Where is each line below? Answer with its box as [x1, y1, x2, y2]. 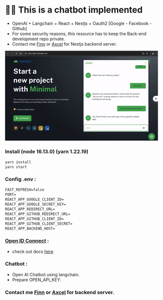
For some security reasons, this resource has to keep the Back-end [12, 31, 147, 36]
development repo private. [12, 36, 65, 42]
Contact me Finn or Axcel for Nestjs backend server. [12, 41, 117, 47]
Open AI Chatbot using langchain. [12, 271, 80, 277]
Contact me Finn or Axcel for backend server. [5, 289, 114, 296]
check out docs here [12, 249, 53, 254]
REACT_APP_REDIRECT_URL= [5, 207, 55, 212]
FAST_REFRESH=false [5, 187, 45, 192]
